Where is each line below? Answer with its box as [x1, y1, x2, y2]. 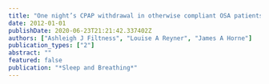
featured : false [8, 57, 62, 65]
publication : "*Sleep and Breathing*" [8, 64, 138, 72]
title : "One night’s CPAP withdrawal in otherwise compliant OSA [8, 11, 231, 20]
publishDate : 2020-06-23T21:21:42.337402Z [8, 26, 152, 34]
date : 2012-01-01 [8, 19, 66, 27]
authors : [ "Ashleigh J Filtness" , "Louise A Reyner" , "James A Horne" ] [8, 34, 252, 42]
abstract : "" [8, 49, 52, 57]
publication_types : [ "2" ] [8, 42, 94, 50]
